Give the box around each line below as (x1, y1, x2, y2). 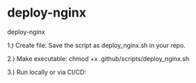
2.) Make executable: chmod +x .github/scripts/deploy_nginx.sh (7, 54, 190, 63)
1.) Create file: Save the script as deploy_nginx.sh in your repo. (7, 41, 186, 49)
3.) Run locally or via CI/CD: (7, 68, 87, 76)
